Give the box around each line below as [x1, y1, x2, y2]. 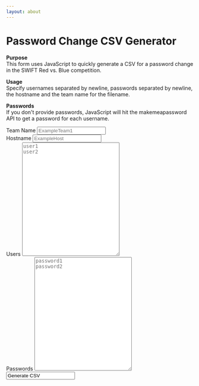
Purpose [6, 54, 28, 61]
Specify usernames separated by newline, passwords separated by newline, [6, 84, 193, 91]
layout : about [6, 8, 42, 15]
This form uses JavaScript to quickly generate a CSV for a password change [6, 60, 194, 67]
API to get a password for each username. [6, 115, 110, 122]
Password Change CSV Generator [6, 34, 177, 48]
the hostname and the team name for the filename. [6, 90, 131, 98]
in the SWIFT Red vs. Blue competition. [6, 67, 102, 74]
